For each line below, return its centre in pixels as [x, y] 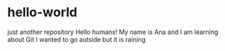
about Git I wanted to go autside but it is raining [77, 39]
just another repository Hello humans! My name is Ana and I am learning [113, 32]
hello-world [43, 12]
